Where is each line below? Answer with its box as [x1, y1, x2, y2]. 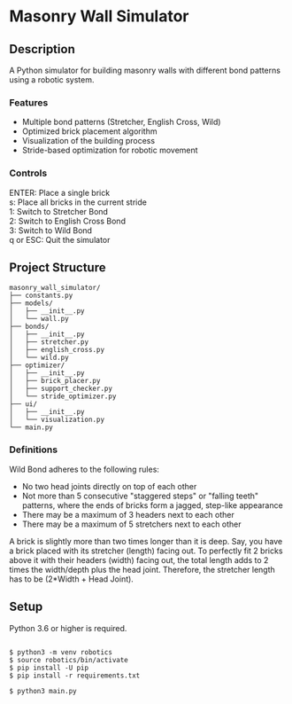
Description [9, 42, 75, 57]
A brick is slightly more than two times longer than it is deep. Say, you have [9, 536, 283, 546]
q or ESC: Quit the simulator [9, 234, 111, 245]
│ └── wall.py [9, 315, 69, 324]
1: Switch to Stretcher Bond [9, 206, 109, 216]
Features [9, 96, 49, 108]
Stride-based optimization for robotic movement [21, 145, 198, 156]
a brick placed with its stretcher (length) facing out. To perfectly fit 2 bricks [9, 545, 283, 556]
